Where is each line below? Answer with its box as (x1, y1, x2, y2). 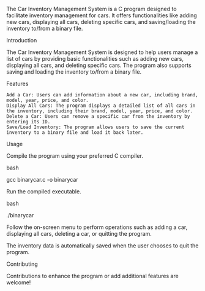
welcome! (6, 279, 31, 286)
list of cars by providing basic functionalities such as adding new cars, (6, 55, 184, 62)
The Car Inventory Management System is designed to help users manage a (6, 49, 198, 56)
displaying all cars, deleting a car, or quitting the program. (6, 230, 152, 237)
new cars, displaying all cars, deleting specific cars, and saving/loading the (6, 18, 196, 25)
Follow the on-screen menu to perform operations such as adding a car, (6, 223, 188, 231)
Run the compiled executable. (6, 188, 81, 195)
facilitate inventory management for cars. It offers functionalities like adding (6, 12, 197, 19)
